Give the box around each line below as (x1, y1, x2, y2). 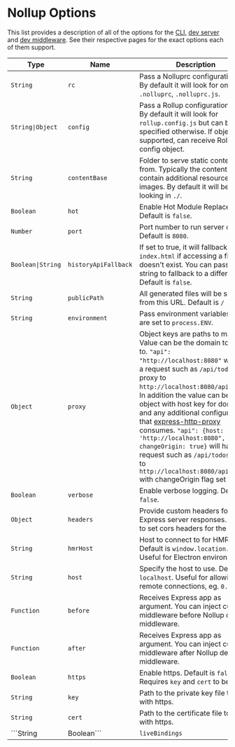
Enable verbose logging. (138, 486, 219, 495)
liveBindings (138, 729, 183, 737)
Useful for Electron (138, 552, 201, 562)
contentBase (67, 174, 108, 181)
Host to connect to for (138, 535, 212, 544)
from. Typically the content (138, 164, 227, 174)
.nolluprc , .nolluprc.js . (138, 89, 220, 99)
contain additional (138, 173, 198, 183)
